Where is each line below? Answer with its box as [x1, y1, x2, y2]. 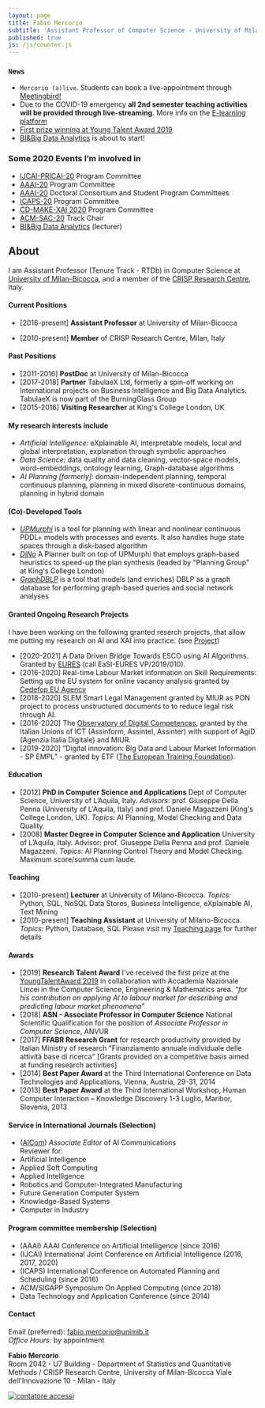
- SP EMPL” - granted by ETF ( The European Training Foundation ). [19, 752, 236, 761]
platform [19, 116, 47, 126]
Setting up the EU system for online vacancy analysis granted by [19, 676, 230, 685]
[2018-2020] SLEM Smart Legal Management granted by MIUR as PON [19, 693, 251, 702]
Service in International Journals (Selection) [8, 1120, 156, 1130]
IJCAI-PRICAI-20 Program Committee [19, 171, 142, 180]
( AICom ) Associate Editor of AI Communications [19, 1138, 176, 1147]
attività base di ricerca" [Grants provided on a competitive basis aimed [19, 1052, 249, 1062]
